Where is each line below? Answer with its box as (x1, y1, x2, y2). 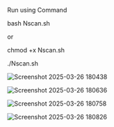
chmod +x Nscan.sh (7, 46, 65, 54)
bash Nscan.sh (7, 19, 51, 27)
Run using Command (7, 6, 67, 14)
